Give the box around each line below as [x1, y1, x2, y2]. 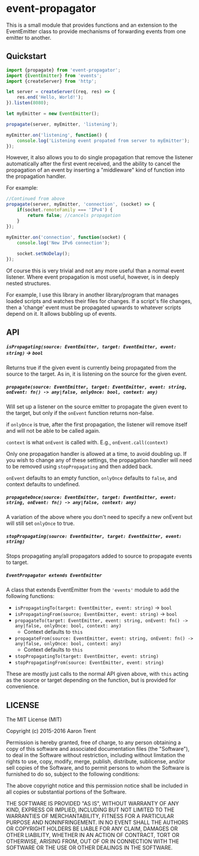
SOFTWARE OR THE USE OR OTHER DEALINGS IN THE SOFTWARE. [6, 844, 173, 851]
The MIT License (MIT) [6, 716, 62, 723]
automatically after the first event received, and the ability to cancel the [6, 160, 181, 168]
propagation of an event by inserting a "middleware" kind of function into [6, 166, 185, 174]
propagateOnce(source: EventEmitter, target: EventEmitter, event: [6, 494, 177, 501]
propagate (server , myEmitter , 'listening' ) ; [6, 121, 118, 127]
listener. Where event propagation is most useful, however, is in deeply [6, 273, 179, 281]
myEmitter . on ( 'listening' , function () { [6, 132, 108, 138]
